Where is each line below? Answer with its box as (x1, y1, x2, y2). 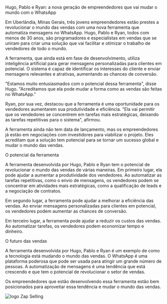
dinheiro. (5, 228, 23, 234)
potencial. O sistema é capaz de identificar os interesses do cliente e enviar (5, 66, 161, 72)
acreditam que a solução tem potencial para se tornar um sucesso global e (5, 137, 159, 143)
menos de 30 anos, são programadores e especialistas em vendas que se (5, 35, 157, 41)
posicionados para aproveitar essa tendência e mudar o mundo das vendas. (5, 284, 161, 290)
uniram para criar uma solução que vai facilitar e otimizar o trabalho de (5, 40, 151, 46)
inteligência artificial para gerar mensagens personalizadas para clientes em (5, 61, 162, 66)
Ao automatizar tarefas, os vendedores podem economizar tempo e (5, 223, 145, 229)
